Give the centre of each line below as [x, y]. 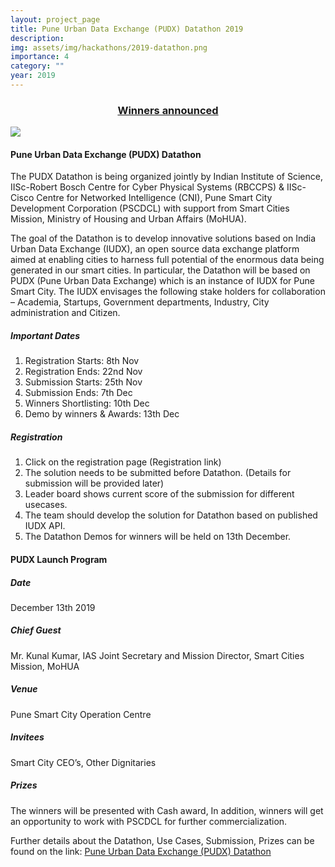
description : [37, 38]
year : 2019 [33, 76]
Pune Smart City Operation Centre [81, 714]
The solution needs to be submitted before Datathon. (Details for [158, 473]
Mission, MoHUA [45, 666]
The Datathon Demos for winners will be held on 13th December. [158, 537]
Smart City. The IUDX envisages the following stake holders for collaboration [168, 292]
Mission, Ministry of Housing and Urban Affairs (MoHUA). [128, 219]
